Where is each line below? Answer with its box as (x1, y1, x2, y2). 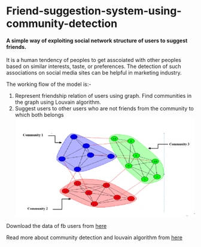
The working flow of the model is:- (6, 81, 92, 88)
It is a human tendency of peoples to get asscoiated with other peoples (6, 57, 181, 64)
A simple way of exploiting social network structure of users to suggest (6, 37, 188, 44)
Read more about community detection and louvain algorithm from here (6, 234, 182, 241)
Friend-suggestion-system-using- (6, 4, 182, 18)
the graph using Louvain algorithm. (14, 98, 102, 106)
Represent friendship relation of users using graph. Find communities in (14, 92, 192, 100)
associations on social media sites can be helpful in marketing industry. (6, 69, 182, 76)
